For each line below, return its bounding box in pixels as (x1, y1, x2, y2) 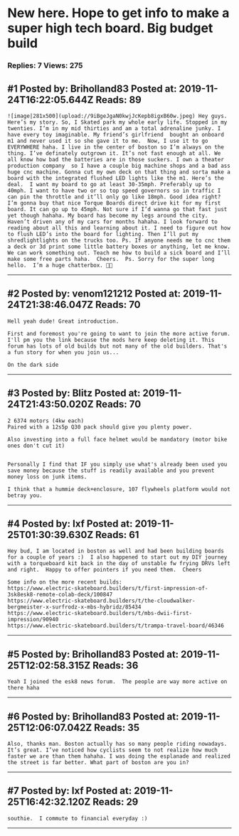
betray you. (7, 492, 43, 499)
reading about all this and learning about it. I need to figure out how (7, 224, 231, 232)
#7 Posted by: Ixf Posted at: (7, 785, 132, 797)
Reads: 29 (92, 796, 139, 808)
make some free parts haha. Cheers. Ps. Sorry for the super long (7, 255, 215, 262)
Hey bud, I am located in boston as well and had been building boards (7, 547, 224, 555)
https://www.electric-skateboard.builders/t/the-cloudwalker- (7, 597, 196, 605)
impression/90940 (7, 616, 59, 623)
